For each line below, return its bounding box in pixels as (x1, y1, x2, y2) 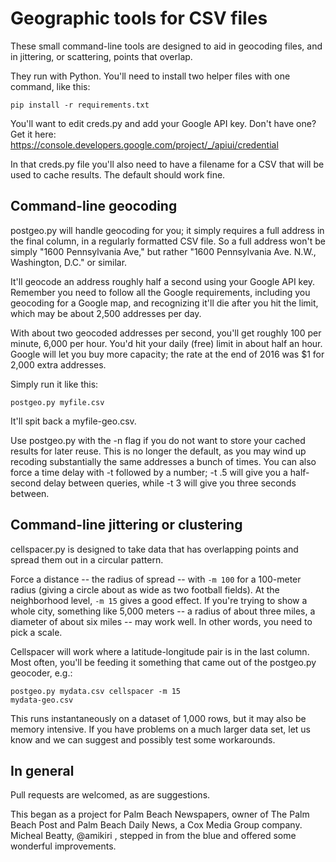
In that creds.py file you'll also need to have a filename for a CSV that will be (10, 158, 325, 170)
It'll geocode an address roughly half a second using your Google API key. (10, 275, 316, 287)
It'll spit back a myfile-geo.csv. (10, 415, 137, 427)
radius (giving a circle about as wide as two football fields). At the (10, 583, 280, 596)
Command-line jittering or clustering (10, 517, 243, 534)
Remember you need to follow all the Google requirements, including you (10, 286, 311, 298)
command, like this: (10, 80, 91, 92)
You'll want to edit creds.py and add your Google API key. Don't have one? (10, 117, 317, 129)
